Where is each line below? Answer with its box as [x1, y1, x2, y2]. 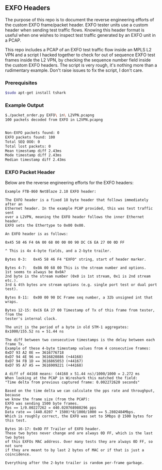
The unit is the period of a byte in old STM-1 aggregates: [5, 325, 130, 330]
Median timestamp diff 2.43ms [5, 157, 66, 162]
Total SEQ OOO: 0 [5, 139, 40, 144]
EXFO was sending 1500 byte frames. [5, 401, 79, 406]
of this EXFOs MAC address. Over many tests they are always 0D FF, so [5, 439, 153, 444]
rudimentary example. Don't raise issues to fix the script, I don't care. [5, 67, 144, 73]
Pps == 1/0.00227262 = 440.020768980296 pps [5, 406, 97, 410]
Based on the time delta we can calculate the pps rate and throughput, [5, 389, 155, 393]
